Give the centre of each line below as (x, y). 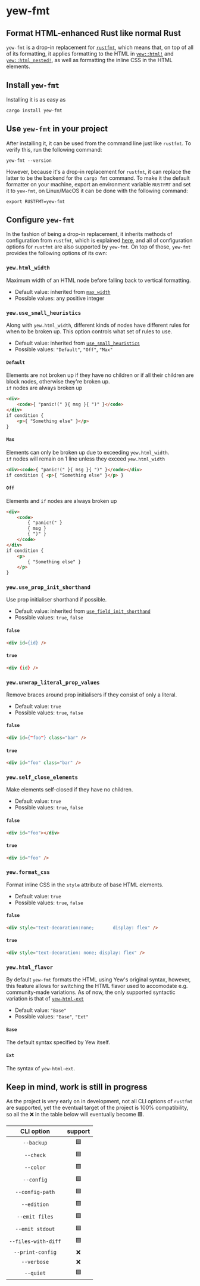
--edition (35, 1204)
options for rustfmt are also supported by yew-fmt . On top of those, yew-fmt (99, 247)
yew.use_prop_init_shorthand (49, 587)
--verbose (35, 1262)
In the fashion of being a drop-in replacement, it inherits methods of (89, 234)
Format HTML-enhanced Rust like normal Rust (94, 33)
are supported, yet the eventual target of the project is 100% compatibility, (97, 1108)
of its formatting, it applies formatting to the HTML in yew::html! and (90, 54)
